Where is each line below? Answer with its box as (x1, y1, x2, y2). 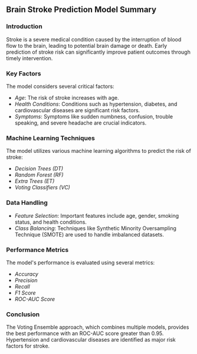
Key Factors (6, 69, 41, 77)
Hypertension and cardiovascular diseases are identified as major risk (6, 336, 176, 343)
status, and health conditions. (14, 218, 87, 225)
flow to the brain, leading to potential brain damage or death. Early (6, 42, 168, 49)
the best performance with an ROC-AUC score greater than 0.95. (6, 330, 164, 337)
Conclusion (6, 310, 40, 318)
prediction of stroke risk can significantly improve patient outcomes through (6, 48, 191, 55)
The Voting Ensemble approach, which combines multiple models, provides (6, 324, 189, 331)
